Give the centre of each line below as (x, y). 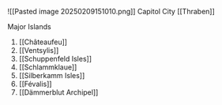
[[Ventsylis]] (39, 50)
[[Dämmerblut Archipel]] (58, 92)
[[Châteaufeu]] (43, 42)
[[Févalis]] (35, 84)
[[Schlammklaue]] (48, 67)
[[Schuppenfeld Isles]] (55, 59)
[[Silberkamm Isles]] (52, 75)
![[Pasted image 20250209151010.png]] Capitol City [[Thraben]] (111, 11)
